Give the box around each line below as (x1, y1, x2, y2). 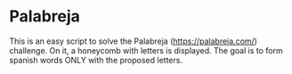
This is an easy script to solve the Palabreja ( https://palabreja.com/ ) (9, 36, 258, 46)
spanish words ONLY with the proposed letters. (9, 54, 182, 65)
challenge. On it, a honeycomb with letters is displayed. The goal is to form (9, 45, 283, 55)
